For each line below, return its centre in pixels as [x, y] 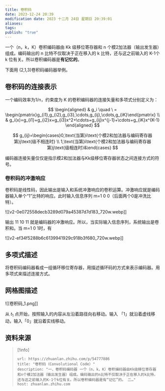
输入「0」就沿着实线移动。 [41, 321]
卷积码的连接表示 [31, 87]
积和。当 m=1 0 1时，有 [28, 228]
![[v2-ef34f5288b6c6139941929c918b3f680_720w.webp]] [64, 238]
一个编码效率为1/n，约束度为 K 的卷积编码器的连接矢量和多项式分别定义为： [82, 99]
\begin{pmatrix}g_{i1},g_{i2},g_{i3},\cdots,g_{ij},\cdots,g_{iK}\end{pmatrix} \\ [82, 115]
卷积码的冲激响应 [25, 178]
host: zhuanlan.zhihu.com [43, 384]
